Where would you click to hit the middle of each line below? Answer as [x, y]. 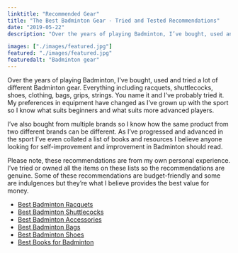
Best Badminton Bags [49, 227]
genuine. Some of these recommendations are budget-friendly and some [114, 176]
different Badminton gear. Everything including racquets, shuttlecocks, [110, 87]
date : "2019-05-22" [36, 27]
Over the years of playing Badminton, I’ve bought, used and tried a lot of [113, 80]
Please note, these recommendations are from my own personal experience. [119, 160]
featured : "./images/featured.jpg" [60, 53]
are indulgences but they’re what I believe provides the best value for [108, 183]
